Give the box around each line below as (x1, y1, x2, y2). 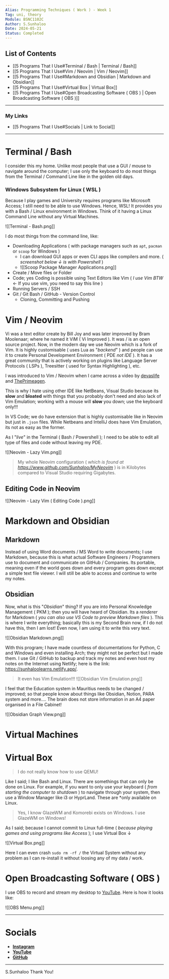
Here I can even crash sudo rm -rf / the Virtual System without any (5, 850, 146, 856)
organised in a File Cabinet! (5, 701, 62, 707)
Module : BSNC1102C (5, 17, 44, 22)
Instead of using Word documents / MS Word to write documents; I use (5, 549, 152, 555)
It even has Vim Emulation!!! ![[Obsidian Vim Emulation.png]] (17, 676, 142, 682)
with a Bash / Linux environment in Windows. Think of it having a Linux (5, 208, 152, 214)
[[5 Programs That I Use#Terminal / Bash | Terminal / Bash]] (12, 63, 137, 69)
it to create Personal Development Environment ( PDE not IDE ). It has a (5, 352, 152, 358)
